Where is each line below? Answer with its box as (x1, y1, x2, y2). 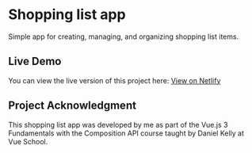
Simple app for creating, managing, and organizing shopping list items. (8, 32, 239, 41)
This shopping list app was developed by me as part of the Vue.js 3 (8, 120, 228, 129)
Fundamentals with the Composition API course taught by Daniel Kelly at (8, 128, 244, 138)
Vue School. (8, 136, 48, 146)
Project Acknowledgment (8, 99, 137, 113)
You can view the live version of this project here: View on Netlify (8, 75, 221, 85)
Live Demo (8, 55, 62, 68)
